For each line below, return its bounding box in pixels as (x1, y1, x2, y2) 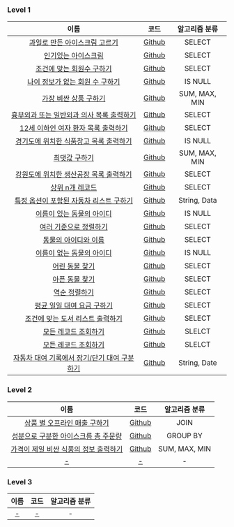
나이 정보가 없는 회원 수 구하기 (27, 77, 120, 87)
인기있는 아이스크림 (44, 51, 104, 61)
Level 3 (7, 477, 33, 486)
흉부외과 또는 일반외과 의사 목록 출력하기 (11, 110, 136, 120)
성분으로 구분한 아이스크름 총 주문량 (11, 431, 122, 441)
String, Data (178, 196, 217, 205)
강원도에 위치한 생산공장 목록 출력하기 (15, 170, 132, 180)
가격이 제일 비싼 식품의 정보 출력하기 (10, 444, 123, 454)
